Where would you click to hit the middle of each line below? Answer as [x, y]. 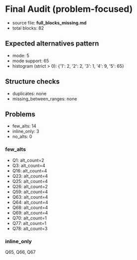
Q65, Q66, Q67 [21, 252]
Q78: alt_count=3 [30, 228]
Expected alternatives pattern [52, 44]
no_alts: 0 [22, 136]
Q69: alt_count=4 [30, 213]
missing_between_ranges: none [45, 99]
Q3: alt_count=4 [29, 165]
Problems [20, 114]
